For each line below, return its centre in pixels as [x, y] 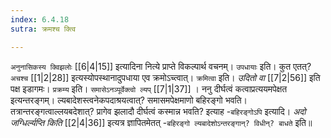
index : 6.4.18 [40, 19]
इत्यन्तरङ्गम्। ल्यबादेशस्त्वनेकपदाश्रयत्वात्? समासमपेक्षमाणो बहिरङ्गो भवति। [129, 100]
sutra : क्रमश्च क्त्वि [43, 29]
